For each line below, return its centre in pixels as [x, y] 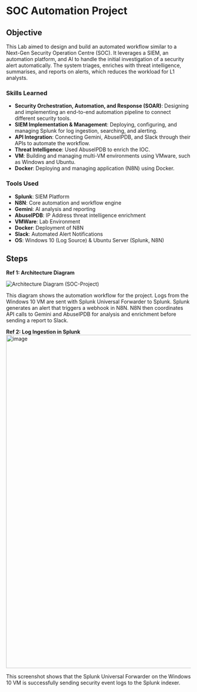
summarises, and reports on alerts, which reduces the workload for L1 [90, 71]
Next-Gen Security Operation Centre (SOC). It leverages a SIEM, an [87, 53]
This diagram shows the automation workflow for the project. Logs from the [97, 296]
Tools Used [23, 183]
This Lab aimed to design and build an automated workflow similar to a [91, 46]
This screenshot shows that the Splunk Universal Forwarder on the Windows [98, 677]
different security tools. [43, 118]
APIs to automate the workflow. [52, 143]
